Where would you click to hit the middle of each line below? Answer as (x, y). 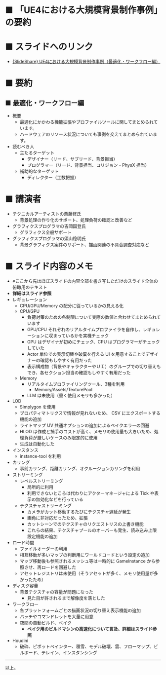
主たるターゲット (37, 153)
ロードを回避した (59, 567)
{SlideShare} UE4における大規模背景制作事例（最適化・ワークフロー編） (86, 62)
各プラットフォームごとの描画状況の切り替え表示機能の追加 (80, 610)
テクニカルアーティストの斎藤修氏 (47, 214)
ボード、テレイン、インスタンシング (61, 653)
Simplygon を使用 (38, 407)
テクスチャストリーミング (46, 506)
